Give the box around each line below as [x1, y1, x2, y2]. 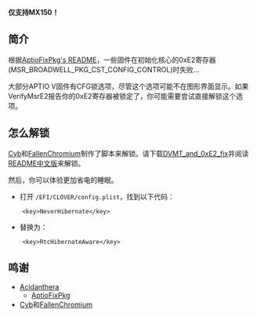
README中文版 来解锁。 [8, 158, 85, 168]
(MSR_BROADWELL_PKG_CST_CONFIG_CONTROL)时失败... [8, 64, 200, 74]
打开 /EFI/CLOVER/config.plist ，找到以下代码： [19, 191, 175, 201]
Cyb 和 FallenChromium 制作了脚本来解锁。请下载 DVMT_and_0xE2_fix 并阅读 [8, 148, 249, 158]
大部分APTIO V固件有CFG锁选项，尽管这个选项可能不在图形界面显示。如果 [8, 82, 249, 91]
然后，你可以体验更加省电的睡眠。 [8, 175, 118, 184]
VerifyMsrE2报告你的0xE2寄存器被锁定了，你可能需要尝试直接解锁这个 [8, 91, 237, 100]
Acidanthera [19, 282, 60, 292]
